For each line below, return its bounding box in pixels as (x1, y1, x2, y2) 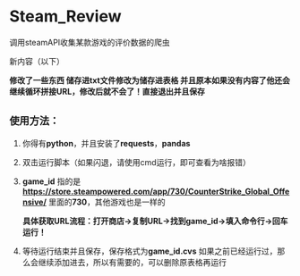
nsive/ (21, 197, 47, 207)
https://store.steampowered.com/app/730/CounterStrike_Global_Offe (21, 186, 290, 197)
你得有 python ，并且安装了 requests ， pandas (21, 138, 191, 148)
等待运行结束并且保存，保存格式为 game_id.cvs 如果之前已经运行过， (21, 246, 278, 256)
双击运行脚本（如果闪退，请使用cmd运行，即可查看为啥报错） (21, 156, 251, 167)
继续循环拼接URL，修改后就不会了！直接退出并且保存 (9, 86, 206, 96)
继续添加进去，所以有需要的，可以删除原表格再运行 (38, 256, 227, 267)
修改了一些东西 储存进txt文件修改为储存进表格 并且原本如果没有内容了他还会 (9, 74, 291, 86)
